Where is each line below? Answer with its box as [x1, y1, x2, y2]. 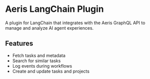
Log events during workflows [12, 63, 73, 69]
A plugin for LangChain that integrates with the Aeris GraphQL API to [5, 20, 146, 26]
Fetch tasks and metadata [12, 52, 66, 58]
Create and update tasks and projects [12, 68, 90, 74]
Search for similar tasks [12, 58, 61, 64]
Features [5, 39, 33, 48]
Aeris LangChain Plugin [5, 3, 104, 15]
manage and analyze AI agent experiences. [5, 25, 94, 31]
